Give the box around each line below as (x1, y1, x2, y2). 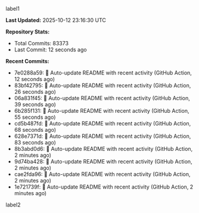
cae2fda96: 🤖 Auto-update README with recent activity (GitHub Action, (14, 171, 191, 178)
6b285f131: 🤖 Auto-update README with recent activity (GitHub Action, (14, 107, 189, 114)
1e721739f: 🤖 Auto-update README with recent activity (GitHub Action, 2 (14, 183, 194, 190)
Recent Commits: (5, 58, 49, 64)
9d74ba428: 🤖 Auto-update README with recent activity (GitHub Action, (14, 158, 192, 165)
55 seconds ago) (14, 113, 56, 121)
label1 (5, 5, 20, 12)
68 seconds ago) (14, 126, 56, 133)
